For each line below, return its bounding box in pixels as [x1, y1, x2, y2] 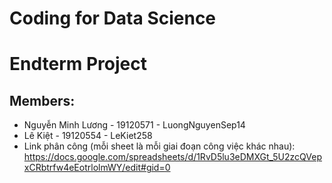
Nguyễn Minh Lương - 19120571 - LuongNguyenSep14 [23, 119, 246, 131]
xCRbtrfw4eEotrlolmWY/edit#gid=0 [23, 162, 171, 174]
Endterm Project [9, 53, 147, 76]
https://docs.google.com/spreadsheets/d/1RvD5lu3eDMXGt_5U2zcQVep [23, 151, 323, 163]
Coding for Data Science [9, 7, 217, 30]
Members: [9, 92, 76, 109]
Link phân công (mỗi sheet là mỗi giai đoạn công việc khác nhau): [23, 140, 296, 152]
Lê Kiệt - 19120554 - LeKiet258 [23, 130, 153, 142]
